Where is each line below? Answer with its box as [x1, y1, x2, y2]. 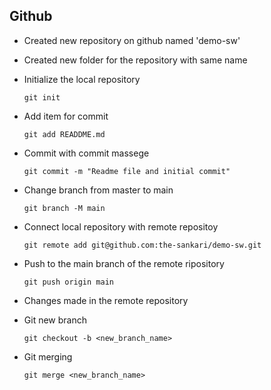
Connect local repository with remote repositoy [23, 220, 219, 233]
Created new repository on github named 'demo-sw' [23, 34, 241, 46]
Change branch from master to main [23, 184, 174, 196]
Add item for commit [23, 110, 109, 122]
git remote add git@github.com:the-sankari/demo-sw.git [23, 240, 262, 250]
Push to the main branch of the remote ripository [23, 257, 225, 269]
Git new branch [23, 314, 87, 326]
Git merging [23, 350, 73, 363]
